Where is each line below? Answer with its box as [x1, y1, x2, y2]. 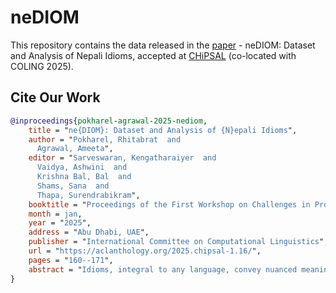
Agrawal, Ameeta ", [36, 144, 114, 154]
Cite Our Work [10, 89, 101, 106]
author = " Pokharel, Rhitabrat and [28, 134, 182, 145]
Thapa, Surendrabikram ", [36, 190, 141, 200]
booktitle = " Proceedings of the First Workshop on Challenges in [28, 199, 311, 210]
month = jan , [28, 209, 83, 219]
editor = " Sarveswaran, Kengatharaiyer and [28, 153, 217, 163]
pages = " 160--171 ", [28, 255, 114, 265]
